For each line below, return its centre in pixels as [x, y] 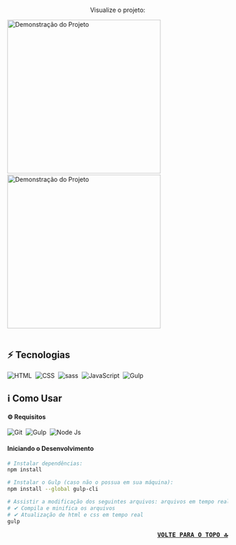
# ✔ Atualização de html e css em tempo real [75, 515]
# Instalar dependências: [45, 464]
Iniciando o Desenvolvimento [51, 448]
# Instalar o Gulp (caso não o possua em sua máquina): [90, 482]
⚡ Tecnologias [39, 355]
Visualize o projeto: [118, 10]
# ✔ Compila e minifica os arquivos [61, 508]
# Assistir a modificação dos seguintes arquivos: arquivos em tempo [111, 502]
